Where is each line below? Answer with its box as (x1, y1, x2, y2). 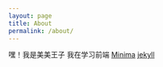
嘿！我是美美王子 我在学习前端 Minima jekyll (8, 50, 155, 60)
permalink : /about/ (8, 27, 74, 35)
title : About (8, 19, 52, 27)
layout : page (8, 11, 52, 20)
